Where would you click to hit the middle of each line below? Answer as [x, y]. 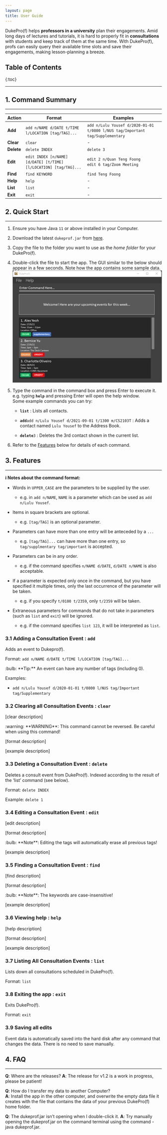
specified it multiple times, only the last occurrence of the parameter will [86, 586]
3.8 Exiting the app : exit [36, 994]
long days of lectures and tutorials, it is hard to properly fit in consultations [82, 36]
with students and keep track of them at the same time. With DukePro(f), [79, 41]
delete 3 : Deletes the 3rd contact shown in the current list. [79, 435]
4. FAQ [16, 1059]
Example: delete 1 [24, 799]
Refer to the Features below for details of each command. [71, 445]
